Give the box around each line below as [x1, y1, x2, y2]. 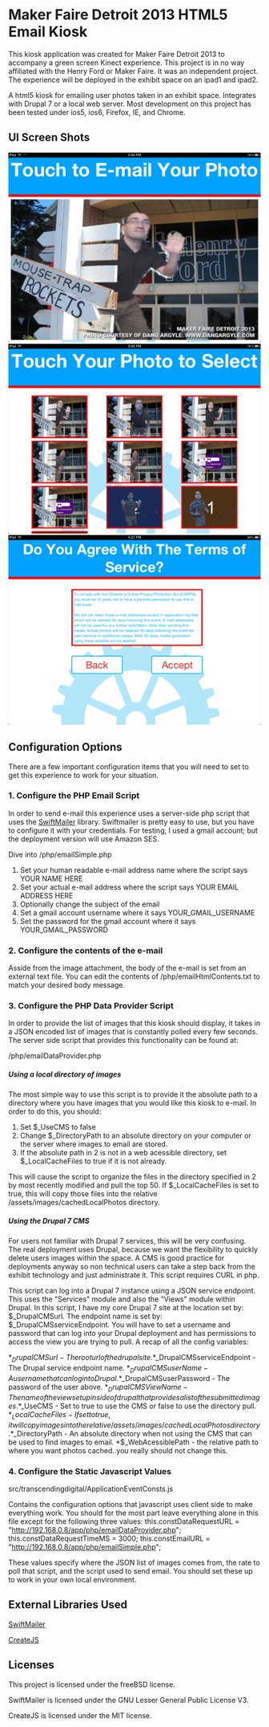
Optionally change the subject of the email [19, 899, 160, 909]
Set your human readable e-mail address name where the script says [19, 865, 248, 874]
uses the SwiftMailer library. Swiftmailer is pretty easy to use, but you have [8, 817, 255, 826]
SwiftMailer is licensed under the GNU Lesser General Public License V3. [8, 1695, 250, 1705]
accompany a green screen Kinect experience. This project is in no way [8, 58, 245, 67]
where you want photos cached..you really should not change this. [8, 1445, 228, 1455]
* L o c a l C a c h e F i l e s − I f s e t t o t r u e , [8, 1409, 110, 1421]
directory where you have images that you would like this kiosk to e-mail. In [8, 1098, 257, 1108]
